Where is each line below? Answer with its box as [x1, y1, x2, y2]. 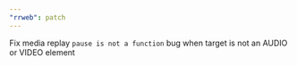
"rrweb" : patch [9, 12, 66, 22]
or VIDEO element [9, 46, 76, 58]
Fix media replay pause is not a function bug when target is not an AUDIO [9, 37, 288, 48]
